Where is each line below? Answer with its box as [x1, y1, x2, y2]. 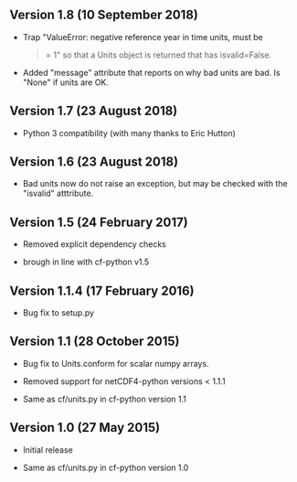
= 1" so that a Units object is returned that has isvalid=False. [45, 49, 272, 60]
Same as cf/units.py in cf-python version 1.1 [22, 393, 187, 404]
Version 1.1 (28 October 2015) [9, 334, 180, 349]
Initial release [22, 444, 73, 455]
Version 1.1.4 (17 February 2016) [9, 283, 195, 298]
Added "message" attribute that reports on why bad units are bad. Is [22, 67, 281, 78]
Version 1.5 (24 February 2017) [9, 214, 189, 230]
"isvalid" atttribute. [22, 187, 94, 199]
